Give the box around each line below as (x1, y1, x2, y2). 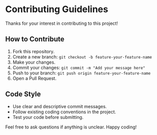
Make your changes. (12, 59, 56, 65)
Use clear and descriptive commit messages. (12, 103, 107, 109)
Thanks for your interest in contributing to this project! (5, 20, 118, 26)
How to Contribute (5, 35, 65, 43)
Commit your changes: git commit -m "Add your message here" (12, 64, 145, 70)
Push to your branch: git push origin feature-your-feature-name (12, 70, 151, 76)
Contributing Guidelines (5, 4, 108, 15)
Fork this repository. (12, 48, 55, 54)
